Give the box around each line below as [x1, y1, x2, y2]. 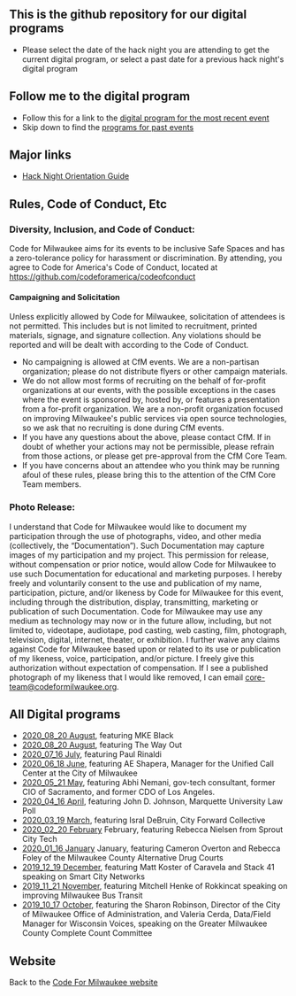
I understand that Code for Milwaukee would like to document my [9, 521, 247, 532]
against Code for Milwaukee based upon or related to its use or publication [9, 644, 281, 654]
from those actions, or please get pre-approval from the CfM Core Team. [21, 451, 287, 461]
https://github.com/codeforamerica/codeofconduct [9, 272, 196, 282]
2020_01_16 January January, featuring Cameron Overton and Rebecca [21, 843, 281, 853]
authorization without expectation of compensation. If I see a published [9, 662, 269, 673]
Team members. [21, 479, 82, 490]
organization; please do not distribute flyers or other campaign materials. [21, 367, 288, 377]
